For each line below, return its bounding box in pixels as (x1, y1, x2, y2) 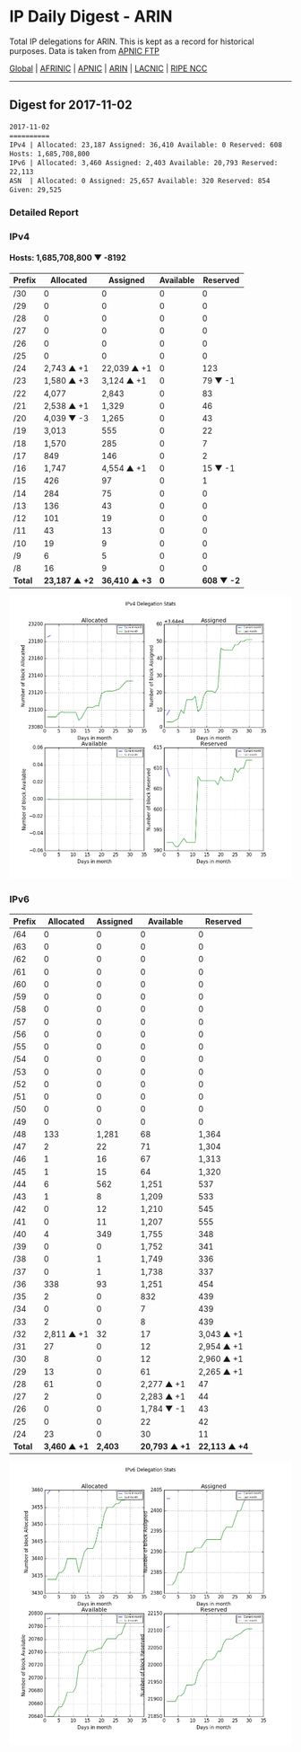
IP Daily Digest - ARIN (9, 6, 173, 27)
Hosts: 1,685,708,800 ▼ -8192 (9, 252, 127, 263)
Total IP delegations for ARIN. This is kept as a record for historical (9, 36, 254, 47)
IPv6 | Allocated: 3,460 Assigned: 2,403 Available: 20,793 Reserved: (9, 158, 279, 167)
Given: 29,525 (9, 185, 63, 194)
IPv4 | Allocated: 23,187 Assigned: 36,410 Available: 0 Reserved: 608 (9, 140, 282, 149)
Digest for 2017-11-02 (9, 97, 133, 113)
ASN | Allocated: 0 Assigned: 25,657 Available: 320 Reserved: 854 (9, 176, 271, 185)
